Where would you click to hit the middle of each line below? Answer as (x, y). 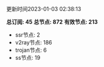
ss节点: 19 (28, 58)
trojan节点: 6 (31, 50)
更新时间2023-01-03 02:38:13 (44, 9)
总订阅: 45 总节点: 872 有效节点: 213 (52, 22)
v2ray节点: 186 (34, 42)
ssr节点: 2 (28, 35)
